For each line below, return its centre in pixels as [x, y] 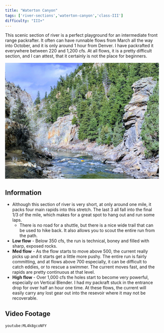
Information [23, 192]
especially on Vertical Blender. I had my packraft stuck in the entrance [82, 282]
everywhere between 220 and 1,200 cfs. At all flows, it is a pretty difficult [79, 51]
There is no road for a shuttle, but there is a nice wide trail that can [86, 225]
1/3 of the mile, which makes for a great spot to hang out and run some [83, 215]
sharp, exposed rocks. [35, 246]
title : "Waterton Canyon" [31, 10]
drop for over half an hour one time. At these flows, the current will [79, 288]
